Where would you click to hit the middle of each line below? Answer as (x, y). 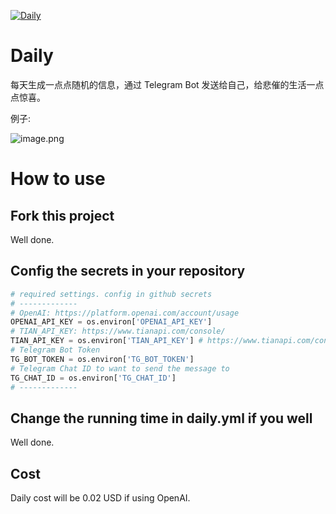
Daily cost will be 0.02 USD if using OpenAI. (100, 498)
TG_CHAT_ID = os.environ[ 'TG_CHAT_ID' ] (93, 378)
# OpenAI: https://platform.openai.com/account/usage (125, 313)
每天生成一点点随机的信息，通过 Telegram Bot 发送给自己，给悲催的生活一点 (167, 84)
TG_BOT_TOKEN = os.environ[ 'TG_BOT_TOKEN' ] (102, 359)
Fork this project (62, 215)
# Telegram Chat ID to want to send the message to (120, 368)
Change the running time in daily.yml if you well (161, 418)
